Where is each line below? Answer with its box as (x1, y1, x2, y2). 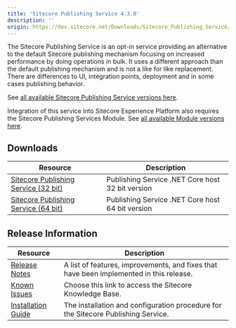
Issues (11, 289, 33, 299)
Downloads (7, 142, 58, 154)
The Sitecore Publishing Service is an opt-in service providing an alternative (7, 43, 228, 51)
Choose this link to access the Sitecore (63, 280, 192, 289)
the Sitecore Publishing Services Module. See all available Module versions (7, 114, 225, 123)
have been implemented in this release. (63, 269, 193, 278)
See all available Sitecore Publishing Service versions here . (7, 93, 178, 102)
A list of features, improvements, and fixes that (63, 260, 218, 270)
